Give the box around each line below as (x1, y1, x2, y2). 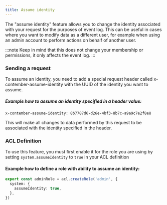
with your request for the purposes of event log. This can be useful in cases (5, 26, 162, 33)
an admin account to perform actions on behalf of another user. (5, 37, 136, 43)
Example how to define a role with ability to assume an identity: (5, 165, 140, 171)
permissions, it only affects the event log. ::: (5, 52, 95, 58)
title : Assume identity (5, 7, 55, 13)
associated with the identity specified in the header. (5, 125, 112, 131)
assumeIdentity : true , (14, 186, 62, 191)
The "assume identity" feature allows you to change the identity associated (5, 21, 160, 27)
